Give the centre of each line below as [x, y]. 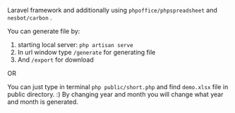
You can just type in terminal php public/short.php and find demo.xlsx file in [118, 87]
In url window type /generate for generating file [86, 52]
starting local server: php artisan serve [75, 45]
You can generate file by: [44, 31]
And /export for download [55, 60]
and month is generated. [43, 102]
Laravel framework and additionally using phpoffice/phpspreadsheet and [112, 10]
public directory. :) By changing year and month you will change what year [115, 94]
